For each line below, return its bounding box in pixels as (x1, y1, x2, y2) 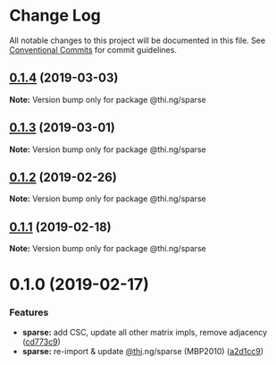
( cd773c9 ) (21, 336, 61, 347)
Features (9, 306, 49, 318)
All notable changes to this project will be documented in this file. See (9, 35, 266, 46)
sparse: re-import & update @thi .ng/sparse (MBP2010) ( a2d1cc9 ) (21, 345, 264, 356)
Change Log (9, 5, 101, 26)
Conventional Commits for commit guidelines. (9, 44, 177, 55)
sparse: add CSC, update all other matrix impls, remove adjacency (21, 327, 268, 337)
